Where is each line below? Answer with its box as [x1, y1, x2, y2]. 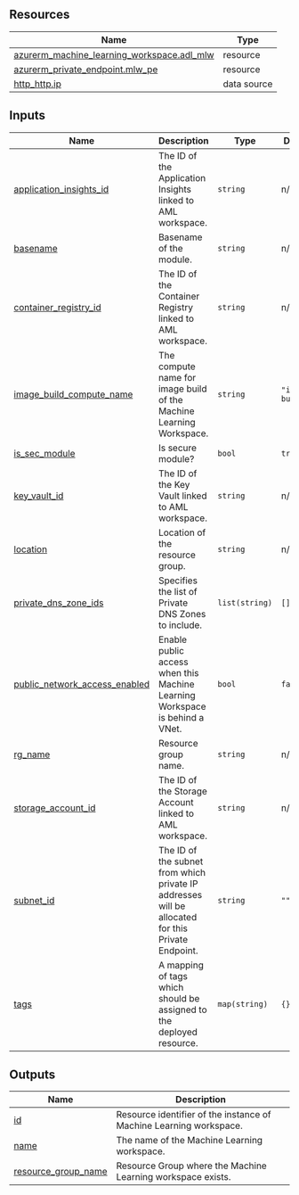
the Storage [158, 785, 207, 797]
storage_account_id [13, 802, 96, 814]
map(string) [217, 999, 269, 1009]
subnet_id [13, 894, 55, 906]
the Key [158, 478, 190, 490]
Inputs [9, 108, 46, 123]
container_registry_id [13, 301, 101, 313]
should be [158, 992, 200, 1004]
